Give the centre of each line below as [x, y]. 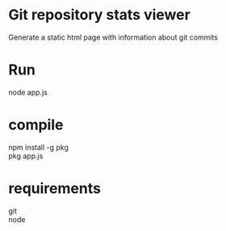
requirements [54, 188]
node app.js [28, 92]
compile [36, 125]
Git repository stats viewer [100, 15]
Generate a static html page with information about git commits [113, 37]
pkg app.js [26, 156]
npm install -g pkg [38, 147]
